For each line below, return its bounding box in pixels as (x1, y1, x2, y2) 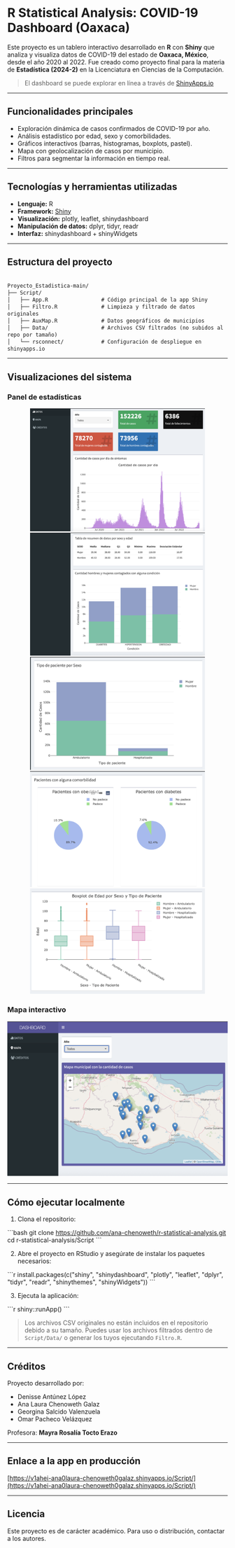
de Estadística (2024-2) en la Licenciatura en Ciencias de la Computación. (7, 65, 225, 74)
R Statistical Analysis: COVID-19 (7, 5, 199, 21)
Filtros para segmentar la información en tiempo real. (17, 154, 171, 162)
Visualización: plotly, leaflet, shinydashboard (17, 214, 149, 223)
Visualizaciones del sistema (7, 371, 132, 383)
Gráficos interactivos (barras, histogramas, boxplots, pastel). (17, 139, 192, 148)
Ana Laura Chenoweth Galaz (17, 1400, 100, 1409)
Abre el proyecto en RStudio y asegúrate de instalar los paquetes (17, 1250, 205, 1258)
